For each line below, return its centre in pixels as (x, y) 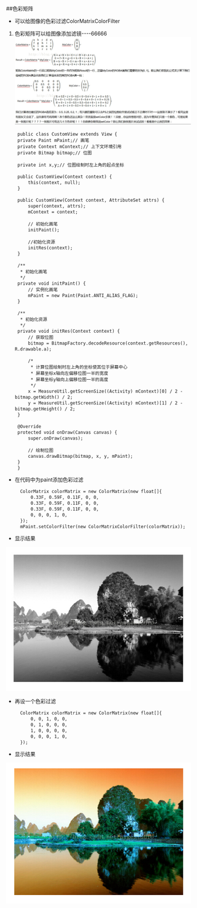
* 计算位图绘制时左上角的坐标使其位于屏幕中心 (79, 367)
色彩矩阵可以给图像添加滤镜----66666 (61, 33)
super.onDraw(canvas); (55, 438)
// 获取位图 (41, 337)
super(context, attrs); (57, 206)
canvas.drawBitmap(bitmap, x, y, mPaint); (80, 456)
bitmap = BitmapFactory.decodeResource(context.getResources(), (108, 343)
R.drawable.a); (33, 349)
